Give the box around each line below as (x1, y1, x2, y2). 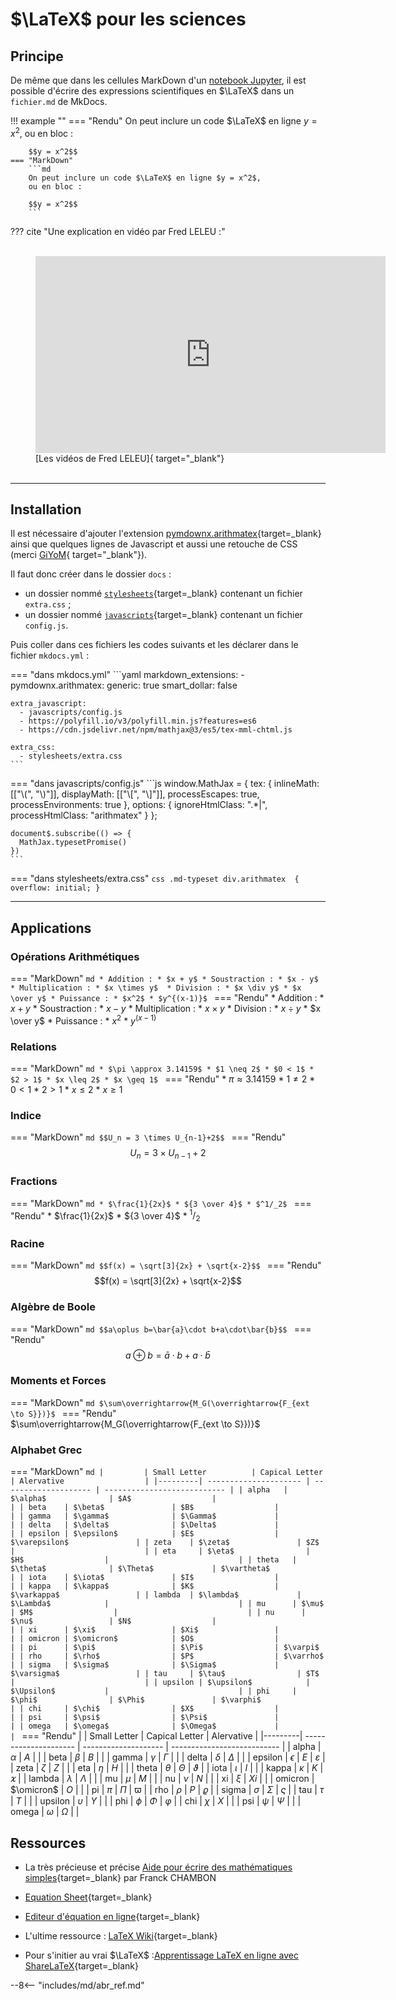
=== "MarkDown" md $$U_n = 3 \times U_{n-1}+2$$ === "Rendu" (10, 1131, 287, 1143)
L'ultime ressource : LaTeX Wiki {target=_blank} (24, 1929, 218, 1942)
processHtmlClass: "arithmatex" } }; (10, 809, 158, 822)
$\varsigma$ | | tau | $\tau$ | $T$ (10, 1669, 320, 1679)
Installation (10, 501, 82, 518)
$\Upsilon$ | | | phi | (10, 1686, 298, 1697)
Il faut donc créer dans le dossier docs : (10, 568, 172, 580)
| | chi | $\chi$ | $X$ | (10, 1704, 280, 1714)
